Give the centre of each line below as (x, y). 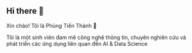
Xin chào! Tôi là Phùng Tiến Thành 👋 (51, 25)
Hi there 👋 (25, 11)
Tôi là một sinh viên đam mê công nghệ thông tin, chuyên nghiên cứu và (96, 37)
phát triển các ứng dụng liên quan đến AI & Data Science (77, 43)
